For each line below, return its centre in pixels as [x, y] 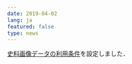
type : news [23, 33]
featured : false [31, 26]
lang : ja [20, 20]
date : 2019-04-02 [32, 14]
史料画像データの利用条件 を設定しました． [68, 54]
